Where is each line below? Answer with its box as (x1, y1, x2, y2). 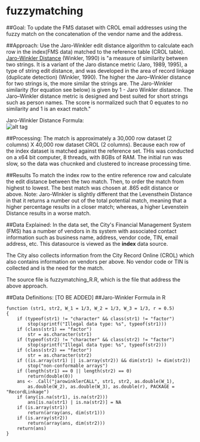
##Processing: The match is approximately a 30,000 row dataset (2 (6, 134, 172, 141)
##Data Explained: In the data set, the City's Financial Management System (6, 221, 192, 228)
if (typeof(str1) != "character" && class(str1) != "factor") (17, 316, 175, 322)
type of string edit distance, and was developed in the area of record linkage (6, 67, 195, 74)
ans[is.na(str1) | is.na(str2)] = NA (27, 399, 121, 405)
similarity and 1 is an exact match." (6, 105, 91, 112)
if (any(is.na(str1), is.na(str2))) (17, 394, 109, 400)
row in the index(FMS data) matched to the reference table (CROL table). (6, 48, 185, 55)
